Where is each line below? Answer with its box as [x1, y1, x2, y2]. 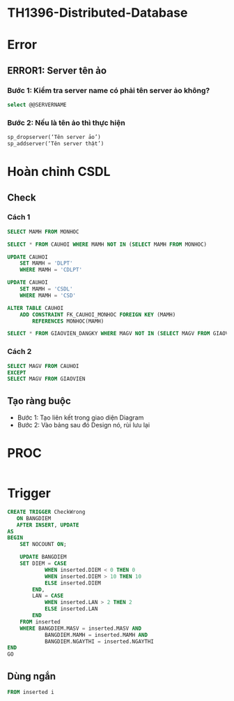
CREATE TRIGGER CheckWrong [7, 508, 86, 515]
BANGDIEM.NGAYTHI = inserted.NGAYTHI [44, 637, 155, 645]
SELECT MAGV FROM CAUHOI [7, 362, 79, 369]
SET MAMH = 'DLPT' [19, 260, 73, 267]
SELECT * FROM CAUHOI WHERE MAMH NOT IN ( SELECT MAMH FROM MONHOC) [7, 241, 208, 248]
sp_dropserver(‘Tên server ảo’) [7, 134, 101, 141]
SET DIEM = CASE [19, 560, 68, 567]
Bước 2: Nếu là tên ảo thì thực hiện [7, 117, 125, 127]
